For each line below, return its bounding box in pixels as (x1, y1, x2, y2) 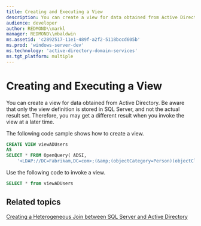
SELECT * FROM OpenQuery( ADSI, (6, 152, 87, 159)
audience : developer (6, 20, 58, 26)
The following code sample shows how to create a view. (6, 129, 145, 137)
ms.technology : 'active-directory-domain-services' (6, 48, 138, 54)
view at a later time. (6, 118, 55, 125)
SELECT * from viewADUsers (6, 180, 74, 186)
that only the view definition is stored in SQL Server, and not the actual (6, 106, 180, 113)
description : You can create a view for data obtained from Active (6, 14, 178, 20)
